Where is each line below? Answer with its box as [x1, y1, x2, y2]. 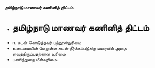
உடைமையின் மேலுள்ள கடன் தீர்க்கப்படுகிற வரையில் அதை [12, 45, 127, 51]
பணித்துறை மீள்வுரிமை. [12, 56, 58, 62]
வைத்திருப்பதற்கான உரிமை [12, 51, 66, 57]
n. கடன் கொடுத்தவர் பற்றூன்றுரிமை [12, 39, 82, 45]
